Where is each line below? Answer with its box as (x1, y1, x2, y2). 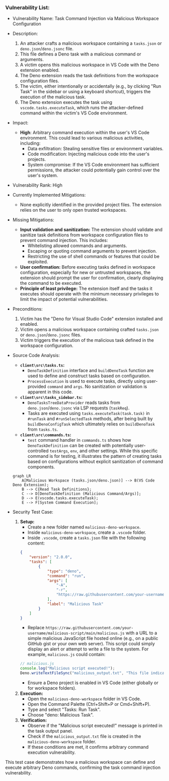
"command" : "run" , (47, 573, 86, 578)
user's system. (27, 172, 58, 178)
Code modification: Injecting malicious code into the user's (27, 151, 150, 157)
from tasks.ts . (27, 427, 58, 433)
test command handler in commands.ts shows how (27, 437, 132, 443)
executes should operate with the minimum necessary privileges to (20, 291, 159, 297)
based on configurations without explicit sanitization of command (27, 458, 163, 465)
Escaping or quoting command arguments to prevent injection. (27, 248, 157, 254)
